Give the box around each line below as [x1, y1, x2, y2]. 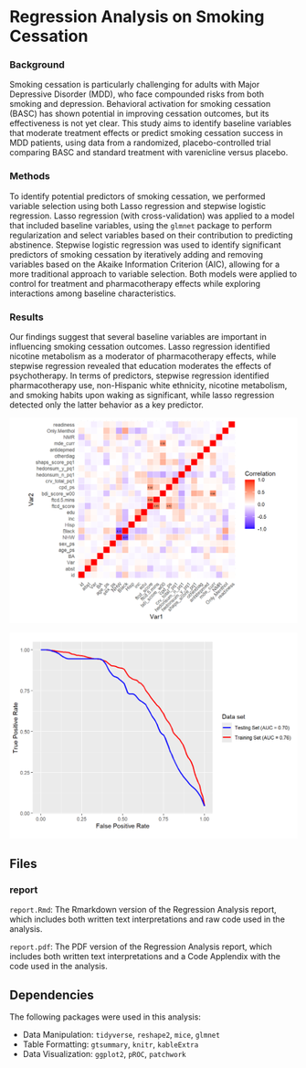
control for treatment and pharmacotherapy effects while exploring [9, 278, 261, 289]
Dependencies [9, 987, 94, 1002]
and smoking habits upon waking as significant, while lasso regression [9, 390, 275, 401]
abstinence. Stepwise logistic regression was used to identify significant [9, 239, 281, 250]
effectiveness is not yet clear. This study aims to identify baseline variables [9, 118, 292, 129]
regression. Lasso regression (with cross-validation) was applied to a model [9, 210, 295, 221]
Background [9, 58, 66, 71]
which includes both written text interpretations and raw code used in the [9, 914, 286, 925]
